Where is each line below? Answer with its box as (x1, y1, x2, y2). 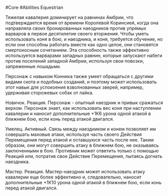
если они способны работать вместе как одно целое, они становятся (5, 42, 158, 48)
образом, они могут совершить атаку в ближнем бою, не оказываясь (5, 142, 159, 148)
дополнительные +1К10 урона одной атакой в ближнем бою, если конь (5, 180, 162, 185)
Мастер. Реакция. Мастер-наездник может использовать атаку (5, 169, 145, 174)
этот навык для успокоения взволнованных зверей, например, (5, 84, 144, 90)
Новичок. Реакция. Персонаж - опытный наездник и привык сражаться (5, 100, 163, 106)
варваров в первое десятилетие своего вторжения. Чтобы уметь (5, 31, 149, 36)
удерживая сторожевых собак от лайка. (5, 90, 94, 95)
